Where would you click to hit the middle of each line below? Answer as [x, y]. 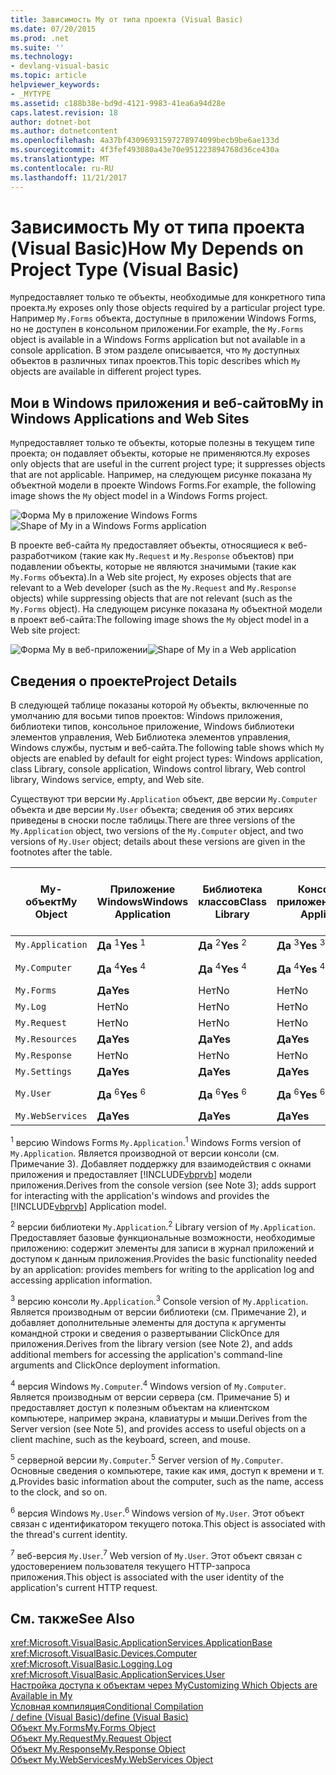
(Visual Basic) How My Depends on [157, 248]
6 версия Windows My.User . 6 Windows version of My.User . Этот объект [157, 1512]
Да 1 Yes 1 [121, 945]
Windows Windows [142, 902]
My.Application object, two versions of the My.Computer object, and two [157, 831]
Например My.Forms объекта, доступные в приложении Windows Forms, [163, 318]
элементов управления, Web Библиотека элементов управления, [150, 737]
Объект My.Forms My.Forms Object [83, 1728]
